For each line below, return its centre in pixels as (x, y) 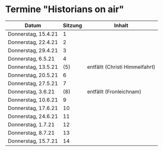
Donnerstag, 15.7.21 (33, 141)
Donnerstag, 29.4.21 (33, 50)
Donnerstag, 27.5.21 (33, 83)
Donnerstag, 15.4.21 (33, 34)
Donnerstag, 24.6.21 (33, 116)
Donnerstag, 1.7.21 (31, 124)
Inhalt (121, 25)
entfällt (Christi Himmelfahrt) (121, 67)
